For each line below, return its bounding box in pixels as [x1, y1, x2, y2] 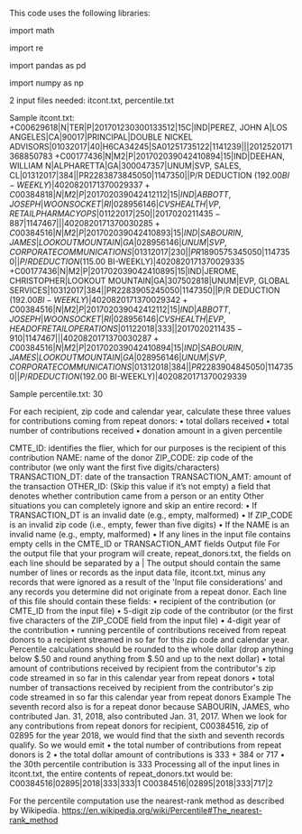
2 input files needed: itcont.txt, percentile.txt [9, 95, 174, 105]
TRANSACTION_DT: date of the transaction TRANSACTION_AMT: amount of [9, 472, 292, 481]
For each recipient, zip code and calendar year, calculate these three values [9, 406, 291, 417]
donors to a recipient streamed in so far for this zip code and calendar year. [9, 635, 290, 645]
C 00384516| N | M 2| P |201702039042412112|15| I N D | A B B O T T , [9, 304, 232, 315]
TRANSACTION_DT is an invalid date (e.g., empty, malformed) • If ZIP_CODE [9, 509, 293, 520]
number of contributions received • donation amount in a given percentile [9, 426, 283, 435]
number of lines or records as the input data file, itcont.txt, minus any [9, 567, 266, 578]
